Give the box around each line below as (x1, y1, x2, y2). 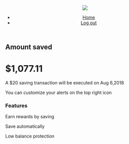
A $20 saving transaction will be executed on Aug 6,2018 (5, 79, 124, 85)
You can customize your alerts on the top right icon (5, 89, 112, 95)
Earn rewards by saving (5, 114, 55, 120)
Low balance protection (5, 133, 55, 139)
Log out (80, 20, 97, 26)
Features (5, 102, 28, 109)
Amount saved (5, 43, 53, 51)
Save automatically (5, 123, 45, 129)
